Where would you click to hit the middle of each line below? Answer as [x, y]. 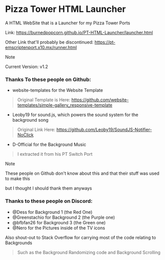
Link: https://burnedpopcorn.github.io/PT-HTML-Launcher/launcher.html [79, 32]
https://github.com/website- [100, 100]
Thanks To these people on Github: [48, 79]
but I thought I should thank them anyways [49, 188]
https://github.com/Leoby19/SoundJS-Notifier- [104, 130]
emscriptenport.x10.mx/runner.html [41, 47]
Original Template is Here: [44, 100]
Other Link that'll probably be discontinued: [49, 42]
